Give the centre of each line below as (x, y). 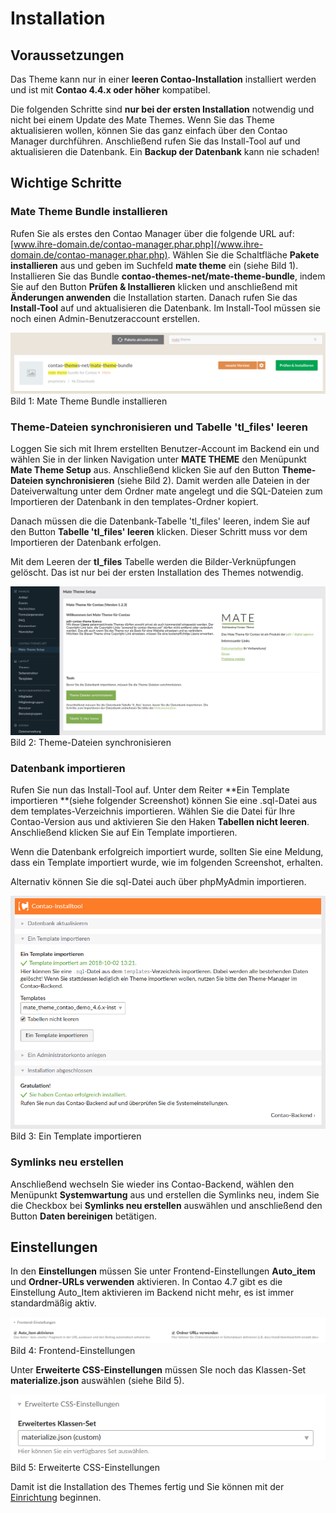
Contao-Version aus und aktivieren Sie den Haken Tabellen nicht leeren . (160, 822)
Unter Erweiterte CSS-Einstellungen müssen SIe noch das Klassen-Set (158, 1370)
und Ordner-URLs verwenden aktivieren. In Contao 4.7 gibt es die (146, 1282)
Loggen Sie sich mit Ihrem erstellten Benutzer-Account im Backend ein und (165, 449)
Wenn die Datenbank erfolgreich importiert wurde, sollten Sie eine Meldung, (167, 852)
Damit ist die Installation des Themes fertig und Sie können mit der (147, 1487)
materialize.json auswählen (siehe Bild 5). (97, 1381)
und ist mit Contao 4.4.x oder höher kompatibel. (110, 90)
